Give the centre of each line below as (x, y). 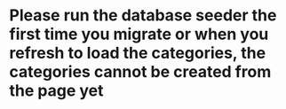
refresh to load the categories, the (138, 53)
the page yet (56, 91)
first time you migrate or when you (139, 34)
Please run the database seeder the (143, 16)
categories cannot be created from (140, 72)
